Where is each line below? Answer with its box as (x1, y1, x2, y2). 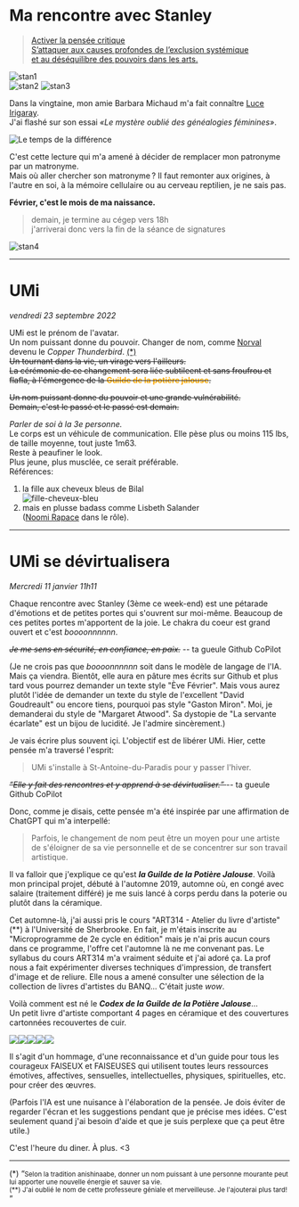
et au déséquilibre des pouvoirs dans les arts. (30, 53, 198, 64)
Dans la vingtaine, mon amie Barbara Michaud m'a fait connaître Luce (9, 97, 265, 108)
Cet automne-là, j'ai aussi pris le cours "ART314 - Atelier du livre (9, 915, 245, 925)
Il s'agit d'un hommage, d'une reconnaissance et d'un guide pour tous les (9, 1051, 279, 1062)
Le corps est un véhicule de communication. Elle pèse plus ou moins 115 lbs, (9, 428, 289, 439)
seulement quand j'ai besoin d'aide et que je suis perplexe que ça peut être (9, 1115, 286, 1126)
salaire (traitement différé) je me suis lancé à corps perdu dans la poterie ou (9, 888, 287, 899)
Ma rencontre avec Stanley (9, 5, 213, 26)
